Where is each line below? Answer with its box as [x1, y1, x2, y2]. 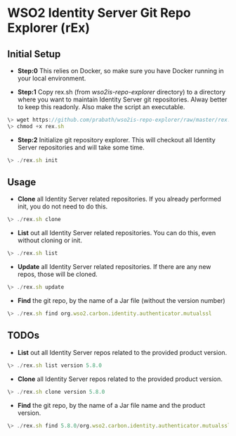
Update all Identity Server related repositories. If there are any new [17, 263, 211, 271]
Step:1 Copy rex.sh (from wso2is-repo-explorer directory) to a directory [17, 88, 226, 96]
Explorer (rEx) [7, 20, 90, 36]
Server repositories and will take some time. [17, 143, 145, 151]
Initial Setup [7, 48, 61, 60]
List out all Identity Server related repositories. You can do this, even [17, 229, 216, 237]
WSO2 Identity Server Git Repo [7, 5, 191, 21]
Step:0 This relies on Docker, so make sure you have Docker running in [17, 67, 224, 75]
